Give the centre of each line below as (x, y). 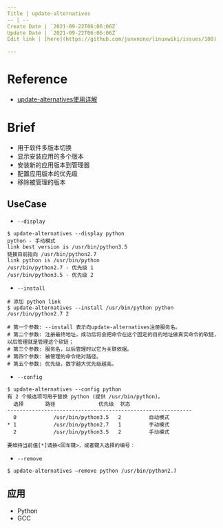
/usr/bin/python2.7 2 (38, 314)
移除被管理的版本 (41, 182)
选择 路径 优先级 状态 (72, 404)
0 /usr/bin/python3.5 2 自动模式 (92, 417)
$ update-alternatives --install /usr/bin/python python (91, 308)
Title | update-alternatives (49, 13)
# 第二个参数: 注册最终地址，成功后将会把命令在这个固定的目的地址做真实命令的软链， (113, 334)
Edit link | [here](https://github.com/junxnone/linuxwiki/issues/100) (112, 39)
